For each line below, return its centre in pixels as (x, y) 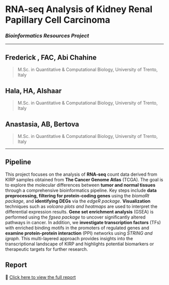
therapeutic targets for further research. (47, 249)
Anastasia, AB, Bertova (42, 124)
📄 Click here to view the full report (41, 277)
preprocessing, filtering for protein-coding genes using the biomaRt (77, 195)
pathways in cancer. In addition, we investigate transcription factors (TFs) (83, 222)
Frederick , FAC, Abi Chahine (51, 57)
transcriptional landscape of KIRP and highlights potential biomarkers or (80, 244)
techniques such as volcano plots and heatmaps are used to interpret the (81, 206)
